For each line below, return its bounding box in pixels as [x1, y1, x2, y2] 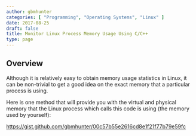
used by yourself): [6, 111, 51, 118]
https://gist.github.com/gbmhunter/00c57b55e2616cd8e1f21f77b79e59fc [6, 123, 186, 130]
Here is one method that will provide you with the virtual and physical [6, 98, 176, 106]
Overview [6, 58, 44, 69]
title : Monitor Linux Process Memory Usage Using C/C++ [6, 31, 148, 37]
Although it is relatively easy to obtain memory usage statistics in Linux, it [6, 74, 187, 81]
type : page [6, 36, 33, 42]
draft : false [6, 25, 39, 32]
